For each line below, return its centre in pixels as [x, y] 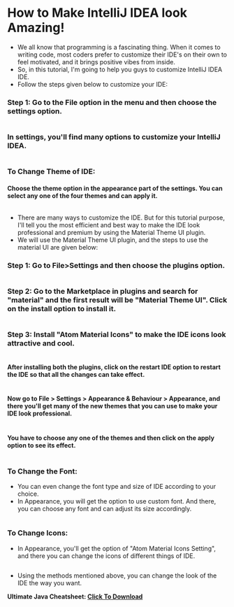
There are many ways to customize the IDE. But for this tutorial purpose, [121, 217]
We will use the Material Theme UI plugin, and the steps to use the [112, 240]
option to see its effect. [42, 445]
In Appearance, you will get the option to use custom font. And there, [117, 501]
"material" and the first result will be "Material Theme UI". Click [117, 300]
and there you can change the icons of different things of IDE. [106, 556]
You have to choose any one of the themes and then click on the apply [111, 438]
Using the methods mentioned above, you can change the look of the [117, 576]
